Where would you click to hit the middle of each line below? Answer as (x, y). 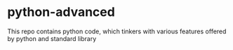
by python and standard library (52, 38)
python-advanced (61, 12)
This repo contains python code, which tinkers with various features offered (117, 31)
